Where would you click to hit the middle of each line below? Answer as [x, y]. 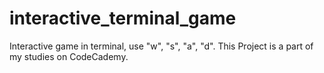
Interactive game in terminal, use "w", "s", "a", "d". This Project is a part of [161, 46]
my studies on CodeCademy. [69, 56]
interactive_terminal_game [123, 18]
